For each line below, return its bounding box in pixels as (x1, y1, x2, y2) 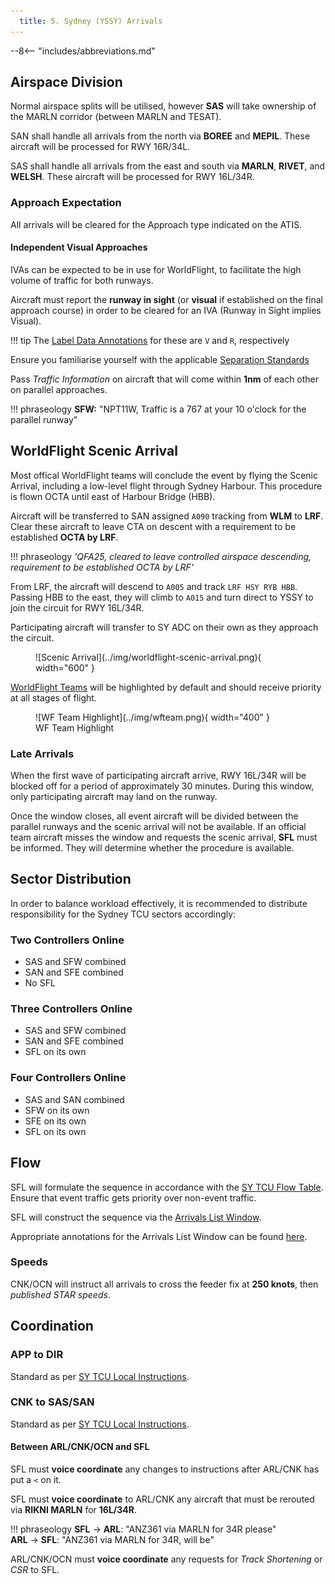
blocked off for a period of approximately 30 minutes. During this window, (10, 780, 315, 792)
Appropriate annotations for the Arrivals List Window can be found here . (10, 1230, 308, 1242)
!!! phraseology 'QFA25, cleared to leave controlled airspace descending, (10, 550, 312, 562)
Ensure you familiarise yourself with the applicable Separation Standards (10, 353, 310, 365)
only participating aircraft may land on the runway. (10, 791, 218, 803)
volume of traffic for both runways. (10, 274, 154, 286)
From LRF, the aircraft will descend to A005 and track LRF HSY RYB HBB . (10, 580, 298, 592)
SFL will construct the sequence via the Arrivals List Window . (10, 1211, 262, 1223)
